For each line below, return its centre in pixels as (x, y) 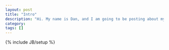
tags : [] (14, 28)
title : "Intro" (21, 14)
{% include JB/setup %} (30, 42)
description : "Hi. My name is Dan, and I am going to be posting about (82, 19)
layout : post (19, 10)
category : (16, 24)
